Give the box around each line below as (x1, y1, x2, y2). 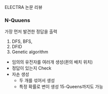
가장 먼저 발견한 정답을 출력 (4, 29, 58, 34)
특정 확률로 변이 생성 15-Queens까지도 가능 (19, 84, 104, 90)
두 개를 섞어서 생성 (19, 78, 55, 84)
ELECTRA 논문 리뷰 (4, 4, 43, 10)
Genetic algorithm (11, 49, 48, 55)
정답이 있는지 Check (11, 65, 52, 71)
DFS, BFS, (11, 38, 33, 44)
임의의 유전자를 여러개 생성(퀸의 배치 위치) (11, 59, 93, 65)
